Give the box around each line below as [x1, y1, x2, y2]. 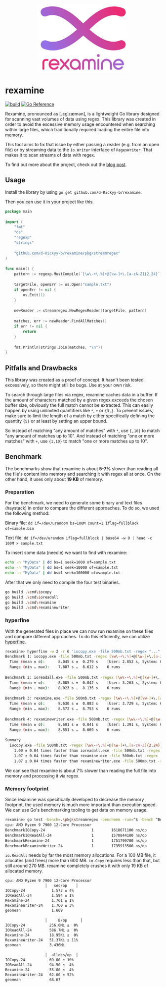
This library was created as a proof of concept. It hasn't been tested [5, 377, 144, 383]
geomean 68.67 [5, 978, 61, 983]
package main [5, 209, 32, 214]
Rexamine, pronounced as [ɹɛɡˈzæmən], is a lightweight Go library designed [5, 110, 160, 116]
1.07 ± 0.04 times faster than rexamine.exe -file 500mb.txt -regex [14, 754, 158, 759]
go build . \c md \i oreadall [5, 595, 58, 600]
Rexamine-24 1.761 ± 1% [5, 898, 74, 903]
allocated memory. [5, 868, 43, 874]
